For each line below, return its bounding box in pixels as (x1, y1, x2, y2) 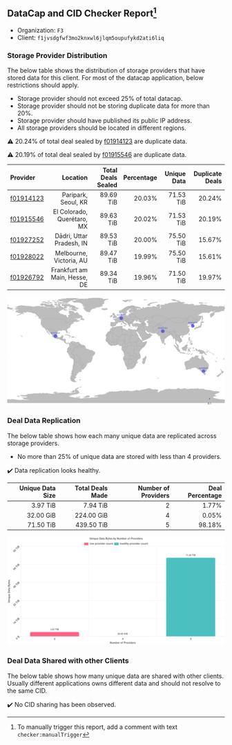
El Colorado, (52, 207, 88, 216)
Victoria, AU (54, 256, 88, 265)
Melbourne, (55, 249, 88, 257)
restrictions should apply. (7, 81, 79, 89)
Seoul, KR (59, 198, 88, 206)
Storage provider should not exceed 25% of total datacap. (17, 95, 183, 103)
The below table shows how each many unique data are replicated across (7, 431, 217, 440)
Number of (137, 484, 171, 493)
